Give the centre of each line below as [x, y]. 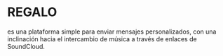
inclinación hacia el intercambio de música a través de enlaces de [102, 38]
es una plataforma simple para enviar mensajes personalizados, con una [112, 31]
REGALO [32, 12]
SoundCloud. [26, 46]
